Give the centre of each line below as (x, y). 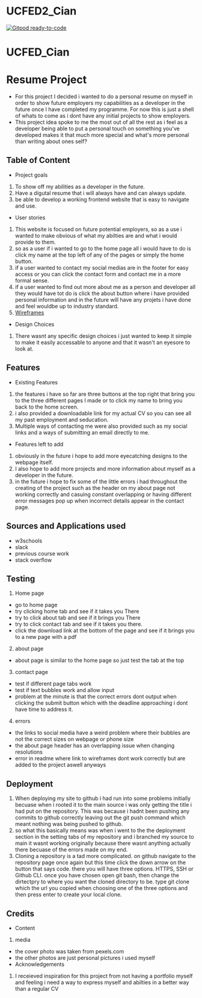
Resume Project (47, 80)
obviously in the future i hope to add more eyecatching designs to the (101, 456)
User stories (30, 217)
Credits (20, 913)
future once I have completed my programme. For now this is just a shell (104, 109)
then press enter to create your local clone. (68, 895)
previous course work (42, 553)
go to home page (36, 605)
